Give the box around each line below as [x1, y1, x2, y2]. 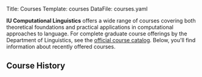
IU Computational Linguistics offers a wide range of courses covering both [6, 17, 196, 24]
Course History [6, 61, 66, 71]
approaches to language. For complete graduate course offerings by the [6, 30, 187, 37]
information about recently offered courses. [6, 43, 116, 50]
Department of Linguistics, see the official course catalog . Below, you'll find [6, 37, 196, 43]
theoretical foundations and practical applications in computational [6, 24, 173, 31]
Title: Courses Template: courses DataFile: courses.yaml [6, 5, 148, 12]
